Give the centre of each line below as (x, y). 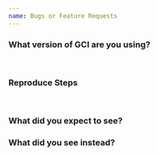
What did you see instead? (62, 143)
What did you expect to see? (66, 121)
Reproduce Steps (43, 82)
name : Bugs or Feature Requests (63, 16)
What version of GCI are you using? (79, 44)
